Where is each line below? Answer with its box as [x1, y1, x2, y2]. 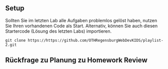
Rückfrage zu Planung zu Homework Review [5, 56, 148, 64]
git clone [5, 38, 26, 43]
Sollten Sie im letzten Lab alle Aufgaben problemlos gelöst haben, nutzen [5, 17, 157, 23]
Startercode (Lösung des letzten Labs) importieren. [5, 28, 112, 34]
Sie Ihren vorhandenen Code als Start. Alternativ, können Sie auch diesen [5, 23, 158, 29]
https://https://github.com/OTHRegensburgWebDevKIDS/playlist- [27, 38, 164, 43]
